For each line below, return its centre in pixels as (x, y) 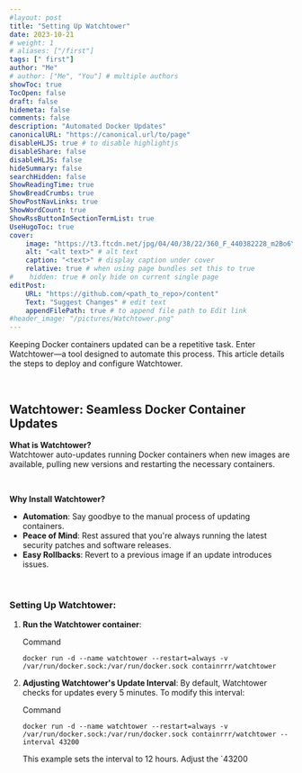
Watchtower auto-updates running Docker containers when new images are (150, 454)
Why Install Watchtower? (58, 499)
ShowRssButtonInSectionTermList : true (82, 218)
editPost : (28, 285)
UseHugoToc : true (42, 227)
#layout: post (36, 18)
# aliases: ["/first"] (52, 51)
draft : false (34, 101)
